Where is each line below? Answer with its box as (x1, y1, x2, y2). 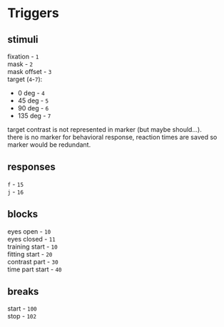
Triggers (7, 5, 59, 21)
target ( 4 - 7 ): (7, 75, 43, 83)
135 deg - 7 (17, 112, 51, 120)
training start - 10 (7, 242, 58, 251)
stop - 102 (7, 312, 37, 321)
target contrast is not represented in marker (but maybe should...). (7, 125, 202, 133)
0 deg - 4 (17, 89, 45, 97)
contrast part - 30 (7, 257, 58, 266)
